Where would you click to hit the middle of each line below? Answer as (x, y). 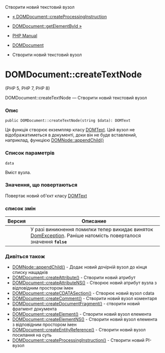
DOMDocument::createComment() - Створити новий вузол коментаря (84, 298)
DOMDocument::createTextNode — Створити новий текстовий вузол (76, 97)
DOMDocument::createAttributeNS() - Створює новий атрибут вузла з (84, 283)
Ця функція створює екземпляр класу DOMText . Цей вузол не (70, 130)
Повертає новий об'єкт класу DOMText (46, 196)
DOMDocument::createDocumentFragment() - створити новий (76, 304)
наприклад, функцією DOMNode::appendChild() (55, 140)
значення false (49, 242)
